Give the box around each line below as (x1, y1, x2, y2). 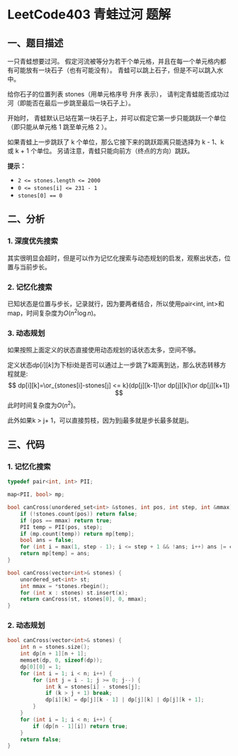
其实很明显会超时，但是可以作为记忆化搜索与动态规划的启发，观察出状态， (7, 253, 225, 262)
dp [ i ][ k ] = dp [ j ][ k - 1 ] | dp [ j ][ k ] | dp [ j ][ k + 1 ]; (45, 696, 205, 704)
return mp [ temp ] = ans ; (20, 550, 91, 557)
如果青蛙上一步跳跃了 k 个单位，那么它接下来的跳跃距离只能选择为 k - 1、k (7, 138, 225, 146)
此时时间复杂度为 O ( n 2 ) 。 (7, 399, 80, 409)
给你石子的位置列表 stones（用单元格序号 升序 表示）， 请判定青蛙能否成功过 (7, 90, 229, 98)
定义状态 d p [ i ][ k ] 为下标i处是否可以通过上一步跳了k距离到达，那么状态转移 (7, 360, 220, 369)
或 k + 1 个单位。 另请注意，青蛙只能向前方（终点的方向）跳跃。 (7, 147, 194, 155)
